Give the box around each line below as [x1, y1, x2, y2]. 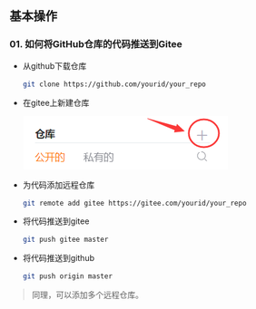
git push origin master [22, 272, 113, 281]
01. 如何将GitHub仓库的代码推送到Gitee [9, 38, 183, 51]
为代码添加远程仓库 [22, 179, 95, 190]
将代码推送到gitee [22, 216, 90, 227]
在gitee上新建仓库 [22, 97, 90, 108]
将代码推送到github [22, 253, 95, 264]
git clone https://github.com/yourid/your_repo [22, 80, 206, 89]
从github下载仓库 [22, 60, 87, 71]
